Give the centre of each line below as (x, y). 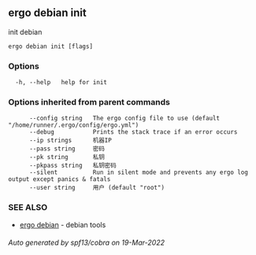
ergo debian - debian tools (63, 224)
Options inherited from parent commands (89, 102)
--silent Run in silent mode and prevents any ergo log (138, 172)
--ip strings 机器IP (70, 141)
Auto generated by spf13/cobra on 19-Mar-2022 (87, 242)
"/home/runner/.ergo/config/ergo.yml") (74, 125)
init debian (25, 31)
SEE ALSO (28, 208)
